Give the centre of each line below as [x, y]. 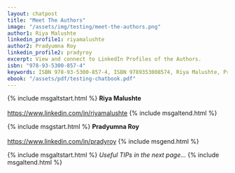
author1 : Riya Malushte [42, 33]
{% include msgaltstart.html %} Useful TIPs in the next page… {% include [113, 155]
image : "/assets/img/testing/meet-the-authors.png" [84, 27]
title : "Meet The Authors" [47, 20]
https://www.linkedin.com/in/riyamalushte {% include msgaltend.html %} [112, 113]
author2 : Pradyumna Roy [42, 46]
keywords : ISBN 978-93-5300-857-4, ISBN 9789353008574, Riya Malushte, [114, 72]
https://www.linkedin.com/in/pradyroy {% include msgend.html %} [103, 142]
